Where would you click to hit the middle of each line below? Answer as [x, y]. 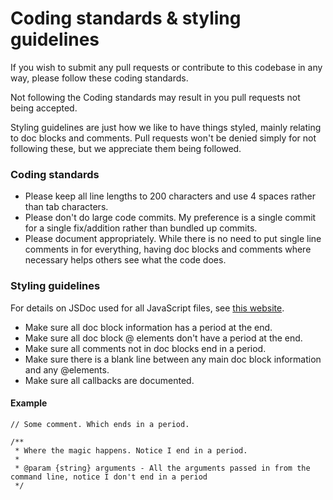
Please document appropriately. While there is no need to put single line [173, 239]
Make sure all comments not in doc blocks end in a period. [145, 348]
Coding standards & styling [126, 18]
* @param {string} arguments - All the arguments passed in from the [162, 468]
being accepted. [44, 108]
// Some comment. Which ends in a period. [100, 424]
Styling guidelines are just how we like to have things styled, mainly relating [166, 127]
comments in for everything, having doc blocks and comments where [168, 249]
